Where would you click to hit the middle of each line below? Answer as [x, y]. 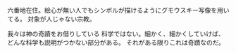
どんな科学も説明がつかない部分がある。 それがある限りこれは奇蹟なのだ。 [116, 43]
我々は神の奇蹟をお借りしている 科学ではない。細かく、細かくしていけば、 [116, 34]
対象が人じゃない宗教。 [61, 19]
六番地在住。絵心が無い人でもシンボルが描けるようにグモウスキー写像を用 [115, 10]
